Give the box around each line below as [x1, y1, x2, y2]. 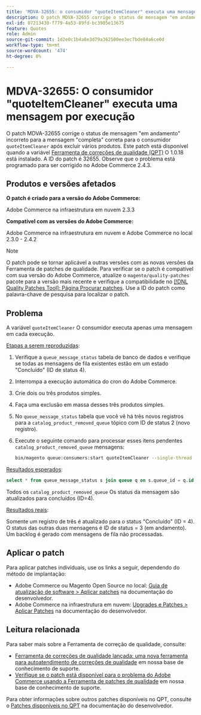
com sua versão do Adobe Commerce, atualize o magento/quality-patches [6, 272, 190, 279]
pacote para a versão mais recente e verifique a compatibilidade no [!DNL [6, 278, 188, 285]
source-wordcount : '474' [6, 48, 68, 54]
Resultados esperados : [6, 466, 63, 473]
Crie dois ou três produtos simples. [14, 390, 102, 397]
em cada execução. [6, 331, 55, 338]
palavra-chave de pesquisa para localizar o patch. [6, 291, 130, 298]
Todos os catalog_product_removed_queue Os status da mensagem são [6, 488, 179, 495]
